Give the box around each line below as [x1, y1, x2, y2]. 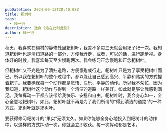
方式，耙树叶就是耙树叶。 [5, 105, 58, 111]
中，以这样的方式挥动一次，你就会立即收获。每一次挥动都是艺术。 [5, 122, 140, 127]
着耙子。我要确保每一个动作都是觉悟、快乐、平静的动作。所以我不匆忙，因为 [5, 80, 162, 86]
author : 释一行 [5, 30, 34, 35]
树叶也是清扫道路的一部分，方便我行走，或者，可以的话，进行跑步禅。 [13, 51, 158, 57]
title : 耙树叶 [5, 12, 32, 17]
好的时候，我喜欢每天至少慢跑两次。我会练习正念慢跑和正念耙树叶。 [9, 57, 149, 63]
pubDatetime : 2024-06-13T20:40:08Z [5, 7, 79, 12]
